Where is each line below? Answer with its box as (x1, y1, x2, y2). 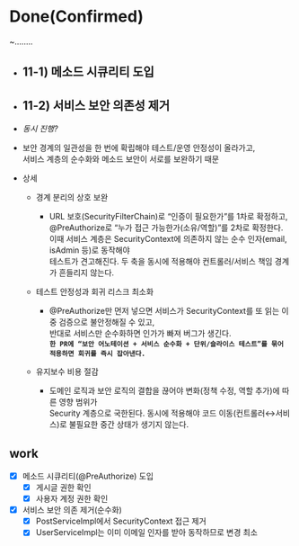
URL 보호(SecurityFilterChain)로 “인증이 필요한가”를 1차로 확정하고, (48, 211, 288, 222)
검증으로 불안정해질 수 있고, (58, 317, 155, 327)
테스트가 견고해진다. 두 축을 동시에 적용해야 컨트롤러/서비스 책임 (48, 256, 273, 267)
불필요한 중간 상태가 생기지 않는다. (68, 419, 189, 430)
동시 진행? (22, 123, 58, 134)
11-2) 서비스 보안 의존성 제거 (22, 97, 171, 113)
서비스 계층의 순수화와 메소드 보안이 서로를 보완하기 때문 (22, 154, 220, 165)
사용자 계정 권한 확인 (35, 493, 109, 505)
